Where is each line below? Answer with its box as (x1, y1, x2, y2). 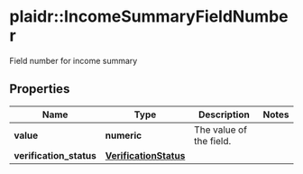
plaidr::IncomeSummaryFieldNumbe (9, 6, 289, 27)
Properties (9, 81, 70, 96)
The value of (193, 124, 248, 136)
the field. (193, 134, 232, 147)
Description (197, 108, 250, 121)
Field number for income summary (9, 55, 138, 66)
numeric (105, 129, 142, 142)
